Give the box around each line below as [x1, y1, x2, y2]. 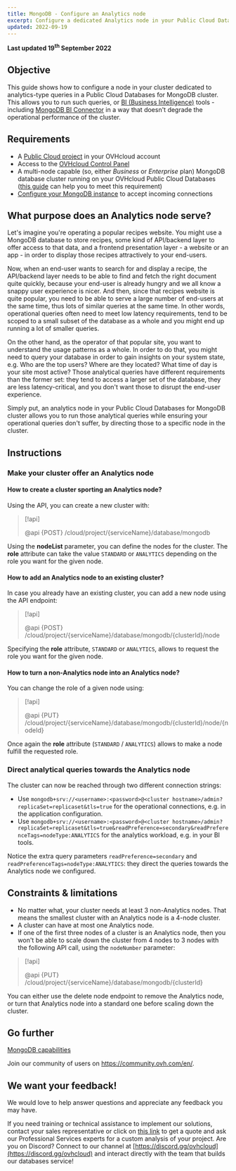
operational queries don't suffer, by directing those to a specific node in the [7, 419, 226, 427]
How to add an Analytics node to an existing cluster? [7, 573, 164, 582]
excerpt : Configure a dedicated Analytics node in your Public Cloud [7, 17, 216, 24]
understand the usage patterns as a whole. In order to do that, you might [7, 346, 218, 354]
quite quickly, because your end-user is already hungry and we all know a [7, 280, 221, 288]
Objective [7, 64, 51, 76]
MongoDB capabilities [7, 1046, 72, 1054]
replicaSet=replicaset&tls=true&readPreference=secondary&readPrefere [17, 825, 229, 832]
